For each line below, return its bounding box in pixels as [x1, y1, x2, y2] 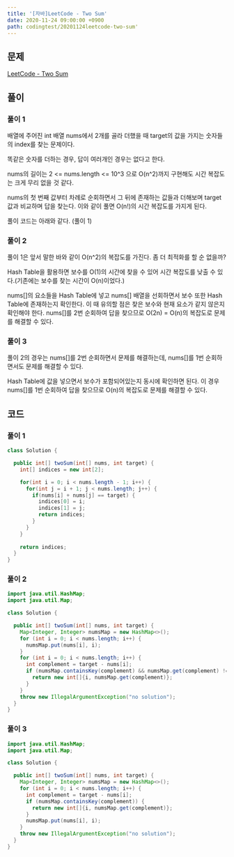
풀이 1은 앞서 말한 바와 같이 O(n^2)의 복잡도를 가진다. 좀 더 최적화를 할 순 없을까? [7, 253, 226, 261]
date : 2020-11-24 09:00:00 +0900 [7, 17, 104, 24]
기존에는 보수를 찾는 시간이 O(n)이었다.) [17, 277, 125, 285]
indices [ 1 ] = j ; [38, 504, 86, 512]
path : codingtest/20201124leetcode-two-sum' [7, 23, 139, 30]
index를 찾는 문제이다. [14, 140, 75, 148]
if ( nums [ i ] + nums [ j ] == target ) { [32, 492, 136, 499]
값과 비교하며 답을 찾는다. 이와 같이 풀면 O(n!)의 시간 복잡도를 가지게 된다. [7, 201, 208, 210]
